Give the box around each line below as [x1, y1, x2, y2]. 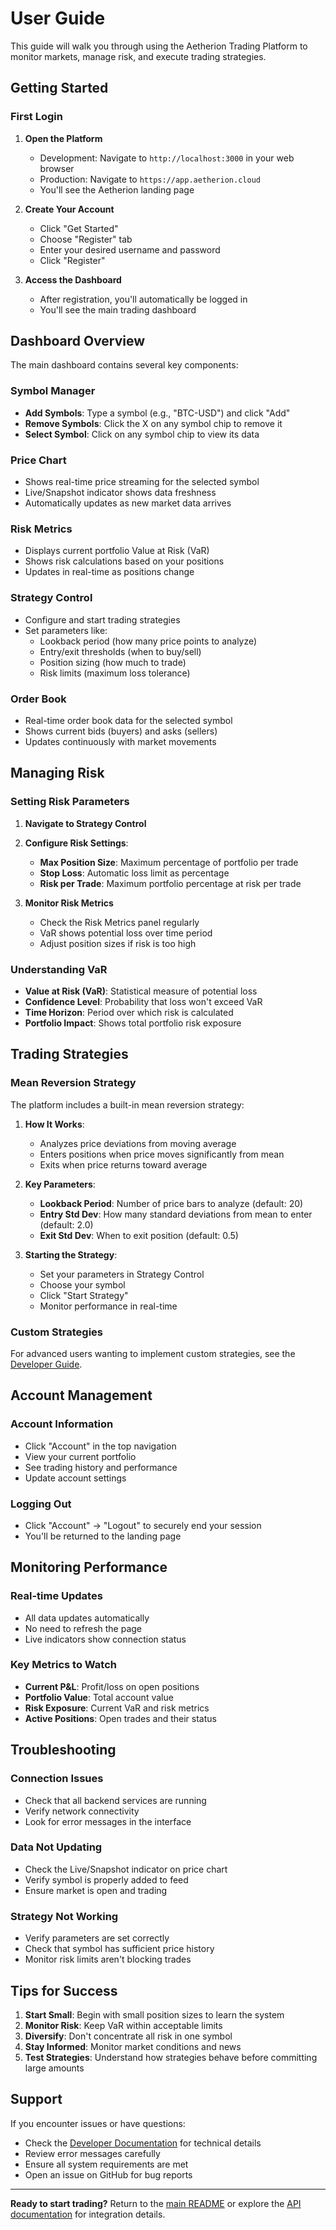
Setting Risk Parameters [10, 795, 130, 809]
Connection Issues [10, 1772, 104, 1786]
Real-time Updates [10, 1589, 103, 1603]
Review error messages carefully [24, 2147, 161, 2159]
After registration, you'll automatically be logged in [39, 293, 248, 305]
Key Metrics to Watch [10, 1658, 118, 1672]
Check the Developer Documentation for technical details [24, 2137, 262, 2149]
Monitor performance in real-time [39, 1300, 178, 1312]
